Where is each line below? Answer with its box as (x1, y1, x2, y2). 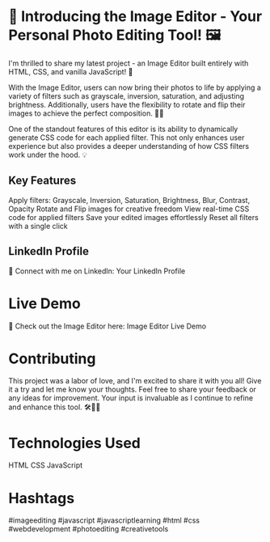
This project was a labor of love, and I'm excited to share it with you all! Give (8, 376, 262, 386)
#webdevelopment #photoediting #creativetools (8, 524, 169, 534)
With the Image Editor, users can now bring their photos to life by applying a (8, 83, 261, 92)
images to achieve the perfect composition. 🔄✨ (8, 108, 164, 118)
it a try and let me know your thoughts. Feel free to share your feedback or (8, 384, 257, 395)
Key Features (8, 174, 77, 188)
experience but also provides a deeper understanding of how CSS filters (8, 141, 249, 150)
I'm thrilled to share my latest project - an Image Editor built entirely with (8, 58, 249, 68)
